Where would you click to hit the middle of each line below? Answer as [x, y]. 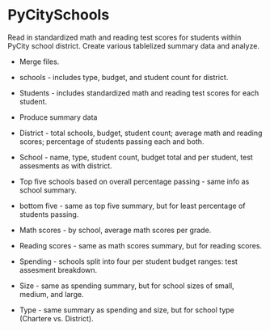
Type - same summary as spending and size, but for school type [127, 310]
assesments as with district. [65, 165]
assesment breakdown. [58, 269]
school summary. [48, 190]
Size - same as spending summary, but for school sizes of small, [127, 286]
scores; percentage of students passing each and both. [112, 141]
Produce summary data [58, 117]
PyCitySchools [59, 15]
